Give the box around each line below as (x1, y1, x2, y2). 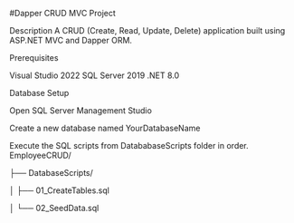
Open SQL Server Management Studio (9, 105, 152, 116)
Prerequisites (9, 53, 59, 63)
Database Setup (9, 88, 70, 98)
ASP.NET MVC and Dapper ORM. (9, 35, 133, 45)
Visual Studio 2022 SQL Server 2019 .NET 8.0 (9, 70, 180, 81)
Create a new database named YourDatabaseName (9, 122, 201, 133)
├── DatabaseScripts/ (9, 168, 93, 178)
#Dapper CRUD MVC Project (9, 8, 116, 18)
